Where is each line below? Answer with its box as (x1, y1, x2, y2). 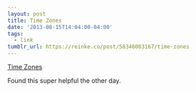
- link (14, 37, 33, 44)
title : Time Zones (7, 17, 62, 24)
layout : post (7, 10, 46, 18)
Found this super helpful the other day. (7, 76, 121, 85)
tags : (7, 30, 24, 38)
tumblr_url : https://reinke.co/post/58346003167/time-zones (7, 43, 190, 50)
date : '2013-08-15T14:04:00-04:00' (7, 23, 113, 30)
